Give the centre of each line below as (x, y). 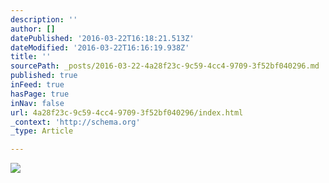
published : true (44, 76)
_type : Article (42, 131)
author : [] (33, 29)
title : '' (31, 57)
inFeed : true (37, 85)
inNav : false (37, 103)
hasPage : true (40, 94)
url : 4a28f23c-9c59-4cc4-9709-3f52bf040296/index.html (127, 112)
